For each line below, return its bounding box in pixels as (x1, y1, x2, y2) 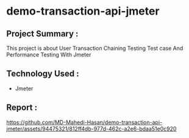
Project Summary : (6, 29, 79, 39)
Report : (6, 102, 38, 113)
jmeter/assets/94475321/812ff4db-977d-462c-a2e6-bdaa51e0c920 (6, 125, 177, 132)
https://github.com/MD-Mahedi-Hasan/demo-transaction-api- (6, 119, 163, 126)
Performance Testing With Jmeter (6, 51, 91, 58)
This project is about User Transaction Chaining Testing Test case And (6, 44, 184, 52)
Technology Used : (6, 69, 79, 79)
